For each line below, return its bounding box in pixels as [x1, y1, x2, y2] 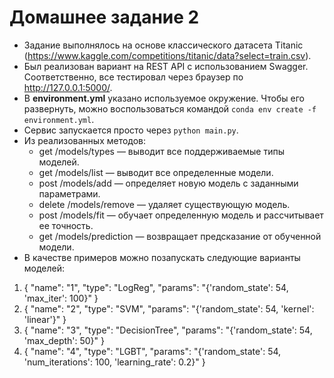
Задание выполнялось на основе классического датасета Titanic [23, 39, 304, 51]
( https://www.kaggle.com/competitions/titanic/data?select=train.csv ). [23, 49, 312, 61]
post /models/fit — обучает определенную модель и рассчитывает [38, 209, 324, 221]
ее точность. [38, 219, 94, 231]
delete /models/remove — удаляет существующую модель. [38, 198, 291, 210]
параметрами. [38, 187, 101, 200]
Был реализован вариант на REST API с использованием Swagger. [23, 60, 309, 72]
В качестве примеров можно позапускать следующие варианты [23, 251, 301, 263]
